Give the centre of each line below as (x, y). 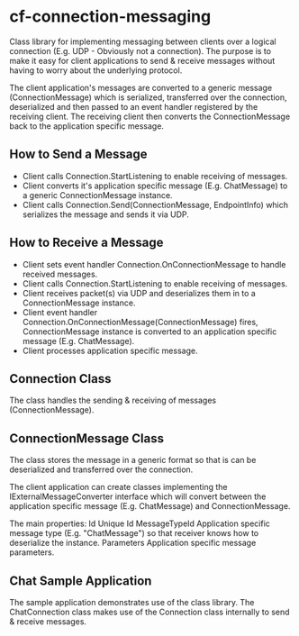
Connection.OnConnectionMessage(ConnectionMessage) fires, (140, 322)
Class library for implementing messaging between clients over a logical (143, 41)
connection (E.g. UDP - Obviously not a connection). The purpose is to (140, 50)
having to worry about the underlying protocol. (96, 70)
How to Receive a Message (86, 243)
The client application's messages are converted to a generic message (141, 87)
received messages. (60, 274)
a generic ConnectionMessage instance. (97, 195)
